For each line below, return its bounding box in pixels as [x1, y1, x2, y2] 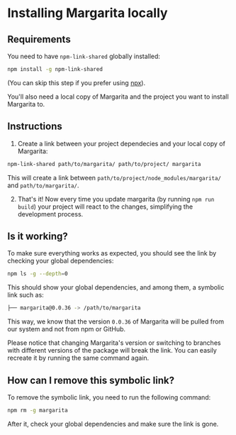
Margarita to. [7, 99, 45, 108]
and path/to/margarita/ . [7, 181, 79, 189]
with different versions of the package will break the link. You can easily [7, 346, 218, 355]
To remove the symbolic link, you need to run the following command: [7, 392, 211, 402]
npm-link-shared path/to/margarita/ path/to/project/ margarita [7, 160, 201, 167]
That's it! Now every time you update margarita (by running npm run [17, 194, 215, 203]
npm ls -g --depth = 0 [7, 270, 69, 277]
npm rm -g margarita [7, 407, 69, 414]
